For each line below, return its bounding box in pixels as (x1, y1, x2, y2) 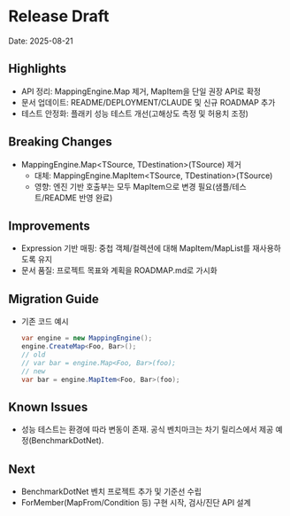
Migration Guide (8, 291, 99, 307)
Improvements (8, 218, 90, 233)
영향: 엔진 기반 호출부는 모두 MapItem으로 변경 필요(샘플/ (34, 181, 233, 192)
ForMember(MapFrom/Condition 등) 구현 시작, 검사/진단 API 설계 (20, 497, 251, 508)
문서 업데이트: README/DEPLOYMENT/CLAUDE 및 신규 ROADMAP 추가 (20, 97, 276, 107)
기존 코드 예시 (20, 317, 69, 327)
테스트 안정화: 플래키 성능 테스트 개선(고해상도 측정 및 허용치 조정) (20, 108, 249, 119)
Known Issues (8, 399, 88, 414)
